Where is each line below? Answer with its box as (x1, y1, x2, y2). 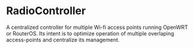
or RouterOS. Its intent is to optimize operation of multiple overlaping (6, 30, 174, 37)
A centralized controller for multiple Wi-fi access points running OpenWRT (6, 24, 189, 31)
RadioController (6, 4, 86, 18)
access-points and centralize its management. (6, 36, 120, 43)
